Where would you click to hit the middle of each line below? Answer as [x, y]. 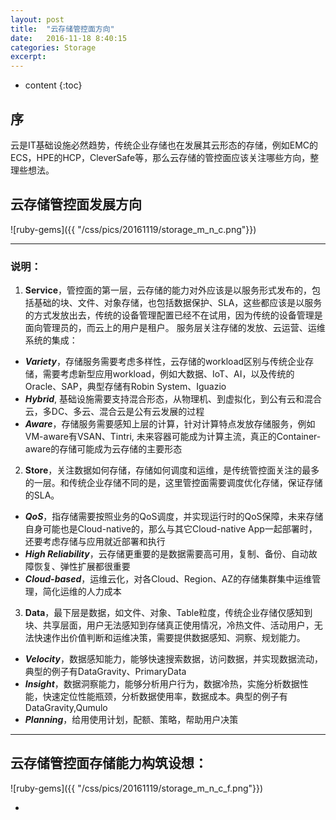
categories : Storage [53, 47]
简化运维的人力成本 [82, 592]
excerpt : [28, 57]
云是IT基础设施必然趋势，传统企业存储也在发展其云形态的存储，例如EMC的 [164, 145]
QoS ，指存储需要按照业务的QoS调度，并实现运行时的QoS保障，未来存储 [174, 517]
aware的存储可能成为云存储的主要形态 [103, 449]
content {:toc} [53, 85]
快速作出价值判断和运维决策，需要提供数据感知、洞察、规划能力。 [169, 638]
